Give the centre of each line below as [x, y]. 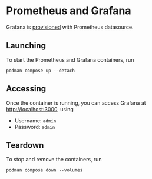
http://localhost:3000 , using [40, 109]
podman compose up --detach [41, 71]
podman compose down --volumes [44, 170]
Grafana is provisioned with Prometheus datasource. [70, 27]
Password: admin [35, 127]
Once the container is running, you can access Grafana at [76, 103]
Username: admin [35, 120]
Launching [26, 46]
